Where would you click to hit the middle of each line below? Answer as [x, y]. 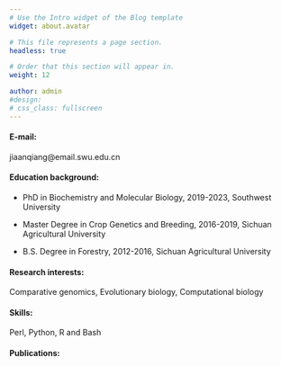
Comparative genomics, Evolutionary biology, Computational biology [136, 292]
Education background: [54, 177]
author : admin [36, 92]
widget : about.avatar [50, 26]
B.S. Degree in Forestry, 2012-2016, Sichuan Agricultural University [147, 252]
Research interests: [47, 272]
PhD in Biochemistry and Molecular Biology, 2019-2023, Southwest [147, 198]
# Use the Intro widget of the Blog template [96, 18]
